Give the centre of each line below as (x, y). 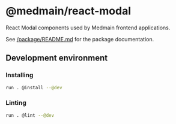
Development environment (57, 58)
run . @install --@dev (34, 87)
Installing (20, 75)
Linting (16, 103)
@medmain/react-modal (68, 11)
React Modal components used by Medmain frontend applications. (88, 28)
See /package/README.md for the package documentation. (80, 39)
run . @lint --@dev (30, 115)
